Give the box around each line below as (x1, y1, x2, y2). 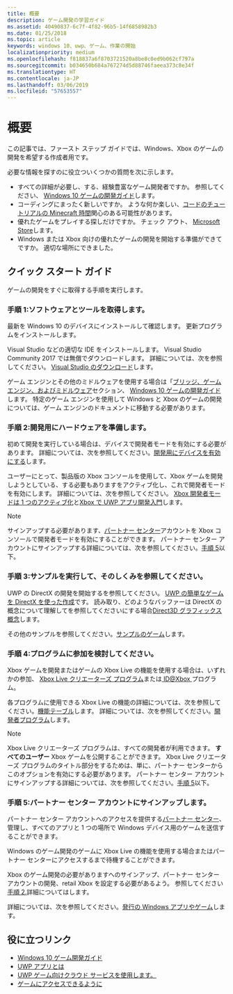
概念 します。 (7, 615, 44, 623)
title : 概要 (7, 10, 40, 17)
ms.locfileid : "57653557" (7, 88, 82, 95)
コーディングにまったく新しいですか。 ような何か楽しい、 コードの (17, 200, 207, 209)
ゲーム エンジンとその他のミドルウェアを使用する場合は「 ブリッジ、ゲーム (7, 377, 222, 386)
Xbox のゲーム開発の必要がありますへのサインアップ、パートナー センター (7, 871, 220, 879)
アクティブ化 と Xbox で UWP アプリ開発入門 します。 (37, 498, 186, 507)
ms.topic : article (7, 36, 61, 43)
